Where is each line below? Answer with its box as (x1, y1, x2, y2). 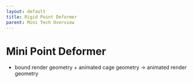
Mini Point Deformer (6, 44, 107, 58)
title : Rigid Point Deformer (6, 14, 77, 20)
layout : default (6, 8, 46, 15)
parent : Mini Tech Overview (6, 19, 75, 25)
